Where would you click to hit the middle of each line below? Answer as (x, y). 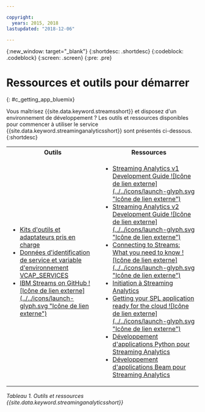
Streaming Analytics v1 (146, 169)
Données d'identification (55, 252)
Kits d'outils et (40, 230)
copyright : (20, 17)
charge (30, 245)
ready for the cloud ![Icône (151, 306)
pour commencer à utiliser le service (52, 124)
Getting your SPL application (153, 298)
